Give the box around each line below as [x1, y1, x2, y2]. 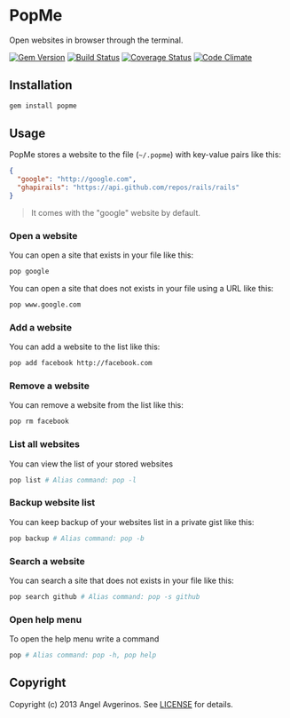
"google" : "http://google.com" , [17, 175, 137, 184]
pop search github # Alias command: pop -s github [9, 592, 200, 601]
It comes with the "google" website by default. [30, 207, 201, 218]
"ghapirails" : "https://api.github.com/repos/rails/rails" [17, 183, 240, 192]
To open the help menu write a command [9, 634, 160, 644]
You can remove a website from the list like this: [9, 400, 184, 411]
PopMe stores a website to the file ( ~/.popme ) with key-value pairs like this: [9, 149, 282, 160]
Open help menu [9, 613, 82, 626]
